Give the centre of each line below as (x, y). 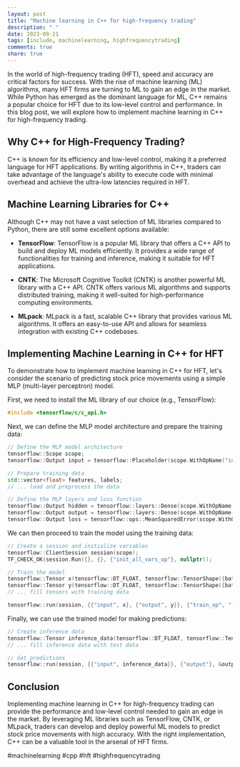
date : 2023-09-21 (33, 34)
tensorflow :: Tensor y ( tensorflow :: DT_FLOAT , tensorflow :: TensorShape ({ (116, 586)
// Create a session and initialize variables (78, 546)
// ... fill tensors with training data (69, 592)
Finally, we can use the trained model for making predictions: (97, 619)
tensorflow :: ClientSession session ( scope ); (73, 553)
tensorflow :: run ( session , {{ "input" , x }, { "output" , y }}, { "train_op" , (116, 605)
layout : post (27, 14)
